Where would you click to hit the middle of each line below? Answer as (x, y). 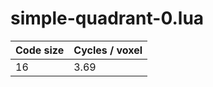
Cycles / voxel (108, 50)
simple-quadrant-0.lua (107, 18)
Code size (40, 50)
